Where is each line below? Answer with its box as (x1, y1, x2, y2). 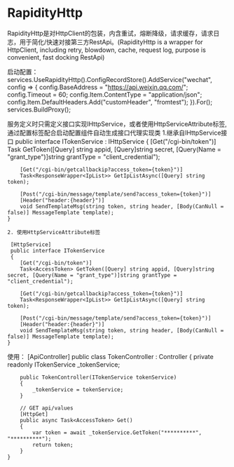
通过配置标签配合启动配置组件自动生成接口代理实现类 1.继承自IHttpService (7, 128, 221, 137)
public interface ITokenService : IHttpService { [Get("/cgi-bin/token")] (15, 137, 216, 145)
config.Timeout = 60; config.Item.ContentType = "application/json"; (7, 90, 202, 99)
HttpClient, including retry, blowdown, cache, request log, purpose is (7, 46, 207, 54)
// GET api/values (20, 405, 74, 412)
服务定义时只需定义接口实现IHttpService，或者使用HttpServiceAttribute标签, (7, 119, 227, 128)
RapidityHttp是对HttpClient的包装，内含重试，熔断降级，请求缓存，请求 (7, 29, 214, 37)
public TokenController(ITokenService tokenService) (20, 374, 177, 381)
